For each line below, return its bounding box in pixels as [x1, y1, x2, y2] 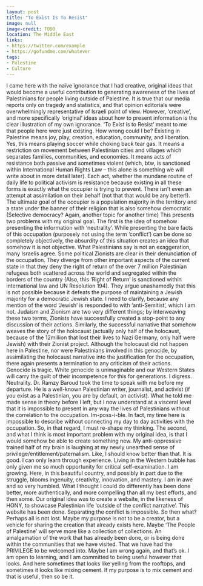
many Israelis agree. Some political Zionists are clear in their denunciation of [6, 250, 197, 257]
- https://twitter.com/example [6, 43, 85, 49]
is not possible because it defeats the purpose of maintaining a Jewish [6, 289, 183, 296]
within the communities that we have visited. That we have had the [6, 540, 173, 548]
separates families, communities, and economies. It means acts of [6, 153, 171, 160]
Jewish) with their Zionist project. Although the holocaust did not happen [6, 340, 188, 348]
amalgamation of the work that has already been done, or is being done [6, 534, 185, 542]
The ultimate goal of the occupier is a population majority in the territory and [6, 198, 197, 205]
